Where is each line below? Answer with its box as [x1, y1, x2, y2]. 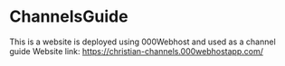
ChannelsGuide [9, 6, 128, 27]
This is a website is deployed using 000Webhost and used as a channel [9, 36, 276, 47]
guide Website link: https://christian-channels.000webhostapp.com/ [9, 45, 264, 56]
